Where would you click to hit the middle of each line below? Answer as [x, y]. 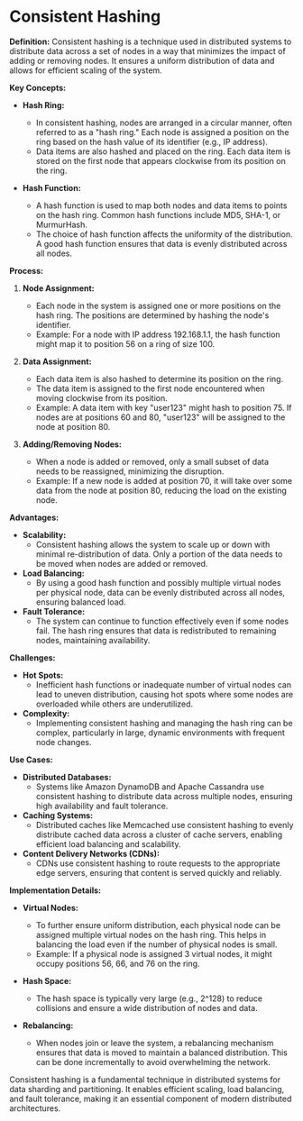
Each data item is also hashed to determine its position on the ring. [160, 378]
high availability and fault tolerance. [102, 806]
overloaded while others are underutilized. [115, 704]
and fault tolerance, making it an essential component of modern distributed [151, 1098]
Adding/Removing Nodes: [72, 444]
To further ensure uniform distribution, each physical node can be [158, 925]
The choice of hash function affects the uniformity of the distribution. [164, 234]
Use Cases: [31, 760]
